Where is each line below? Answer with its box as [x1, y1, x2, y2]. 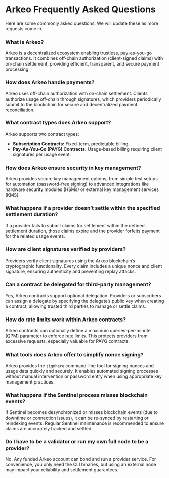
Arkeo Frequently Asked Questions [5, 4, 156, 15]
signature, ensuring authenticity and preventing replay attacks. [5, 268, 136, 274]
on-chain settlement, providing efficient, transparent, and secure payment [5, 61, 159, 67]
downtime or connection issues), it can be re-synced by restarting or [5, 415, 149, 421]
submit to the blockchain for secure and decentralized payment [5, 101, 138, 107]
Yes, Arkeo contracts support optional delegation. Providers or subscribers [5, 293, 161, 299]
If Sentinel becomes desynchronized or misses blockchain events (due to [5, 409, 158, 415]
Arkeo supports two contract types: [5, 131, 79, 137]
